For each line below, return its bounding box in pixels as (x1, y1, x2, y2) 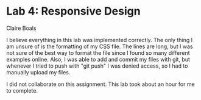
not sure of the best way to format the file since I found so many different (6, 49, 190, 56)
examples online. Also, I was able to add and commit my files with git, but (6, 55, 191, 63)
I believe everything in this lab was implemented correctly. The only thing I (6, 36, 193, 43)
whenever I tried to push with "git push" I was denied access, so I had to (6, 62, 188, 70)
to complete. (6, 87, 38, 94)
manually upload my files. (6, 68, 71, 76)
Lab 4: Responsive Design (6, 4, 141, 18)
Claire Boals (6, 24, 37, 32)
